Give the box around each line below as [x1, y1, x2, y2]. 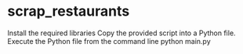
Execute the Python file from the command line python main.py [7, 36, 211, 45]
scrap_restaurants [7, 2, 130, 20]
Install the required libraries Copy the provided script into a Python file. [7, 28, 236, 38]
